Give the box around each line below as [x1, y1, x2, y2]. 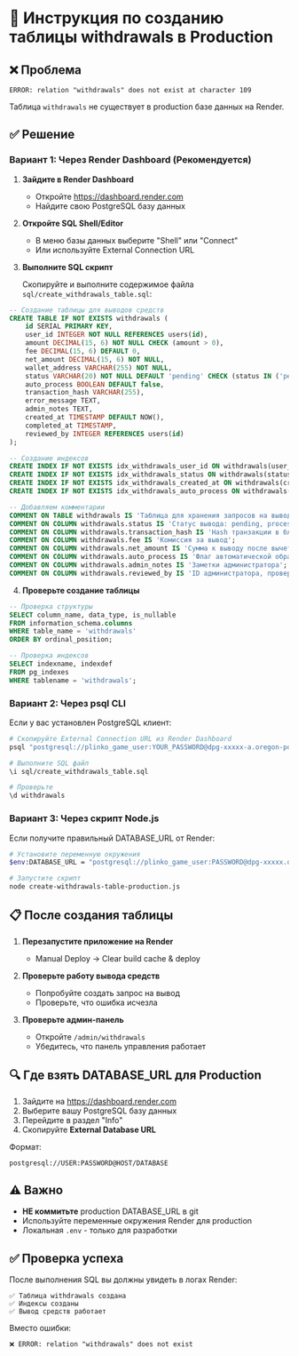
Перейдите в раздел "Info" [21, 1114, 123, 1125]
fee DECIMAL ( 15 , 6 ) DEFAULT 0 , [25, 347, 141, 356]
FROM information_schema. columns [9, 618, 133, 627]
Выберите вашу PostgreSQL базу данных [21, 1105, 177, 1116]
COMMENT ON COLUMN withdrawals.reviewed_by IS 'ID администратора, [9, 569, 264, 578]
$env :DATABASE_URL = [9, 857, 86, 867]
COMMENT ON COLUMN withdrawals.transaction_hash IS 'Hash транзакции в [9, 528, 279, 537]
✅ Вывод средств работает [9, 1307, 106, 1316]
